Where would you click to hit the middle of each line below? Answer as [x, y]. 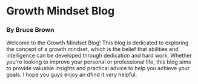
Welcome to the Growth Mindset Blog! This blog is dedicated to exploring [97, 43]
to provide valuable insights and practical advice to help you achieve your [98, 68]
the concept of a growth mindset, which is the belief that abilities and [92, 49]
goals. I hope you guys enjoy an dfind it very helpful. [72, 75]
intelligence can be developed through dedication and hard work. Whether [99, 56]
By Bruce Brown [30, 30]
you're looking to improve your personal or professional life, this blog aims [99, 62]
